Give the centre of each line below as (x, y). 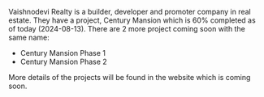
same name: (29, 37)
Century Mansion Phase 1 (63, 53)
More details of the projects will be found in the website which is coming (130, 77)
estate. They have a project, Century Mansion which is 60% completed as (132, 20)
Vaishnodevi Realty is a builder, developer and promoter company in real (130, 12)
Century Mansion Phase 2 (63, 61)
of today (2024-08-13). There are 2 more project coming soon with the (127, 29)
